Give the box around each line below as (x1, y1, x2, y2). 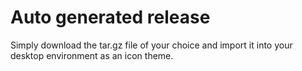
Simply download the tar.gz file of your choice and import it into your (10, 39, 293, 51)
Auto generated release (10, 6, 211, 29)
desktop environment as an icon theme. (10, 49, 174, 61)
